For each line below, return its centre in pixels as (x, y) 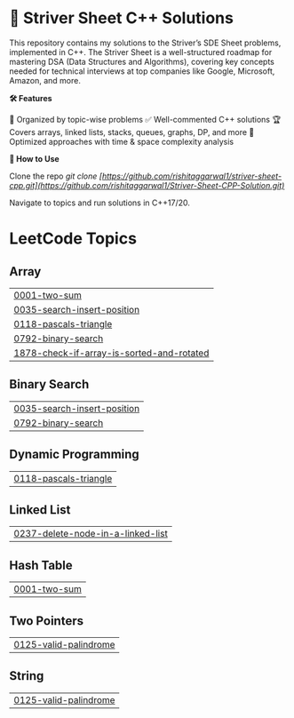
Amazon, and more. (45, 80)
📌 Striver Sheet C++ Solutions (121, 18)
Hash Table (41, 565)
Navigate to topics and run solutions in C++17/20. (100, 203)
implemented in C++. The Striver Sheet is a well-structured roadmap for (141, 52)
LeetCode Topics (73, 239)
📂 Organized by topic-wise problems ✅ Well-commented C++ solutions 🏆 (145, 119)
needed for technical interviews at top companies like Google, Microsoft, (142, 71)
